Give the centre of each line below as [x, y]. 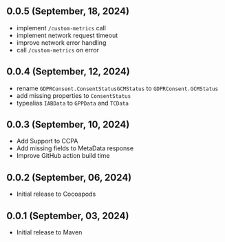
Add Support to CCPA [47, 141]
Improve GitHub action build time [63, 156]
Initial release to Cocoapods [56, 194]
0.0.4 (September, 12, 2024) [68, 72]
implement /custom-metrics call [61, 28]
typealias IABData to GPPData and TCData [72, 103]
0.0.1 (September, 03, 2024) [68, 215]
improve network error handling [61, 42]
